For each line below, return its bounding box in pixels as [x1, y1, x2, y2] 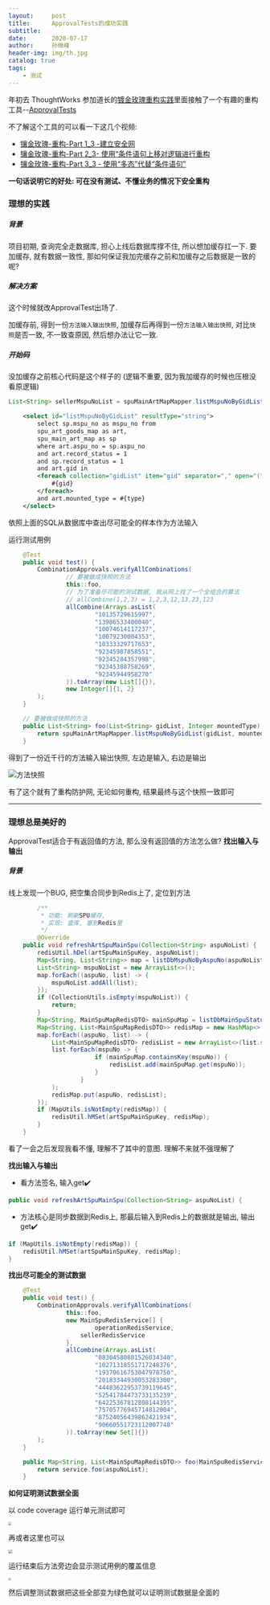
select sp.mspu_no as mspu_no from [37, 420, 157, 428]
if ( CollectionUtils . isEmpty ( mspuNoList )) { [37, 993, 189, 1001]
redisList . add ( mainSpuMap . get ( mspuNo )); [108, 1061, 247, 1069]
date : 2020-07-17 [8, 34, 88, 43]
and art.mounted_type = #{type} [37, 494, 146, 502]
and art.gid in [37, 465, 88, 473]
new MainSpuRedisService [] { [65, 1316, 163, 1325]
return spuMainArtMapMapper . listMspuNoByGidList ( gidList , [37, 729, 235, 738]
